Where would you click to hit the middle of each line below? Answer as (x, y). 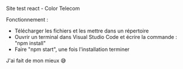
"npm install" (30, 43)
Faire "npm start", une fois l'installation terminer (72, 49)
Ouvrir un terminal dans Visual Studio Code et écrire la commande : (96, 37)
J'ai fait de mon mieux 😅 (36, 61)
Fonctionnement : (27, 19)
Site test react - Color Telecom (43, 8)
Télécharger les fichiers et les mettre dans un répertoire (82, 31)
